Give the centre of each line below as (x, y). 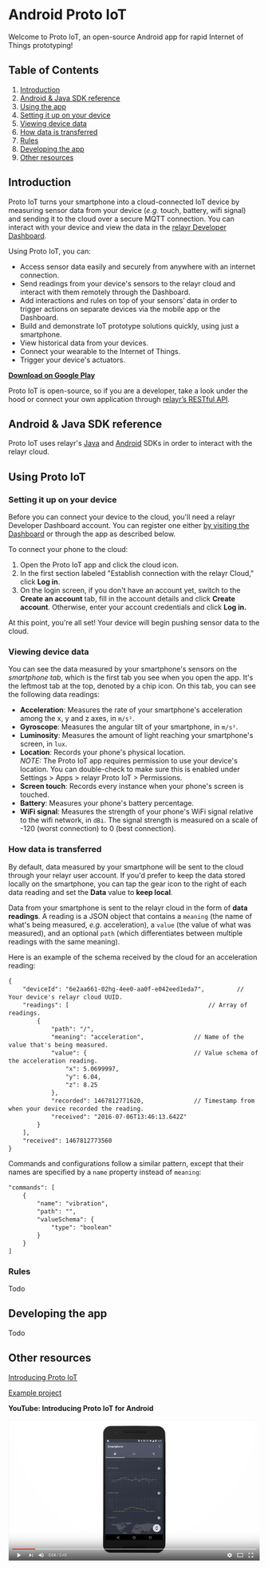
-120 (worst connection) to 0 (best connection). (98, 829)
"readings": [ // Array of (135, 1005)
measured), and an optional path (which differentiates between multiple (126, 933)
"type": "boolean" (81, 1227)
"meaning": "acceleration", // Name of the (148, 1037)
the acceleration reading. (53, 1061)
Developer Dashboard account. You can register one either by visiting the (129, 526)
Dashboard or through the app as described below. (92, 534)
